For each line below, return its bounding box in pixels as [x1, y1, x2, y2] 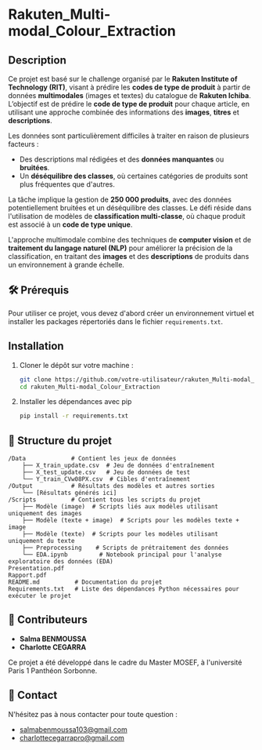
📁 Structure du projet [8, 434, 112, 447]
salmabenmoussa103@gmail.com [19, 724, 127, 734]
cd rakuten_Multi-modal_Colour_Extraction [19, 383, 160, 391]
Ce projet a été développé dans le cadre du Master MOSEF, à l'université [8, 657, 242, 667]
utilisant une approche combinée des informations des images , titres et [8, 107, 240, 117]
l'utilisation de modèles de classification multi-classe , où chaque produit [8, 212, 246, 220]
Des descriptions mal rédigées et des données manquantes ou [19, 155, 224, 164]
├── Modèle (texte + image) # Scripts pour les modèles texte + [22, 516, 240, 525]
